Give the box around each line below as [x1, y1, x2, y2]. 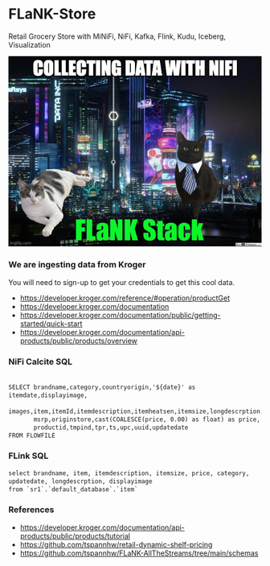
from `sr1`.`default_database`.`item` [8, 485, 138, 494]
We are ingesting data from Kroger [8, 259, 146, 271]
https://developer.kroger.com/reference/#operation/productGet [19, 293, 231, 303]
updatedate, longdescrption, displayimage [8, 477, 153, 485]
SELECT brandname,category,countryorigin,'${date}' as [8, 383, 196, 391]
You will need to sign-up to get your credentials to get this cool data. [8, 277, 235, 287]
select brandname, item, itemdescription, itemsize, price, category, [8, 469, 250, 477]
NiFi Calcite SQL [8, 356, 73, 367]
